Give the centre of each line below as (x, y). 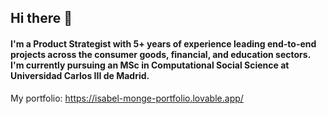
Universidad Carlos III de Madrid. (80, 75)
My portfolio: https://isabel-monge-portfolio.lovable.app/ (127, 98)
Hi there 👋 (41, 18)
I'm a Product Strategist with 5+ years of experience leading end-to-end (163, 43)
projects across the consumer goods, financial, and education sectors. (160, 54)
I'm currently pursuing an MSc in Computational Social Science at (150, 65)
